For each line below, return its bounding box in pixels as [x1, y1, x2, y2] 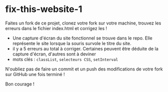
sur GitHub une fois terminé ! [5, 71, 65, 77]
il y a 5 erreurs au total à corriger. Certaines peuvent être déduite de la [12, 45, 158, 51]
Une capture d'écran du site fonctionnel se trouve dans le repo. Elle [12, 35, 152, 41]
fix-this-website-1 [5, 3, 82, 15]
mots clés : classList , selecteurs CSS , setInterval [12, 56, 118, 62]
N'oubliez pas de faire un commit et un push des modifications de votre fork [5, 66, 163, 72]
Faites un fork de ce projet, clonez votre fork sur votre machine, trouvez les [5, 20, 161, 26]
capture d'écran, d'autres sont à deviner [12, 51, 97, 57]
